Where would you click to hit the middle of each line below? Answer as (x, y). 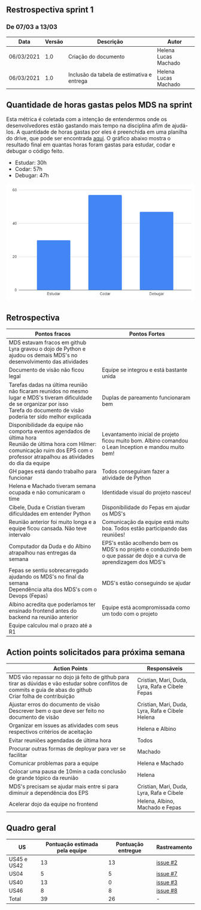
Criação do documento (96, 57)
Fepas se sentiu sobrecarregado (48, 570)
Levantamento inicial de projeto (141, 435)
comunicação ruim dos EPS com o (51, 450)
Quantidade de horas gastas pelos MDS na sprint (99, 105)
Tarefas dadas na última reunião (48, 385)
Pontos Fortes (147, 334)
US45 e (18, 859)
